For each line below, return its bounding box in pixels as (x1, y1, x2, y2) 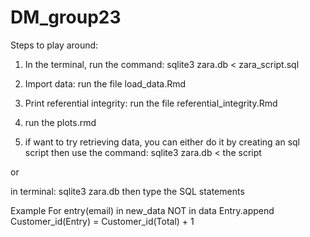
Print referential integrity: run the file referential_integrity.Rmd (24, 97, 278, 109)
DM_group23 (10, 6, 122, 29)
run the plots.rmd (24, 116, 97, 128)
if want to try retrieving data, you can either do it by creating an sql (24, 136, 300, 148)
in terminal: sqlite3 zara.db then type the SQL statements (10, 185, 245, 197)
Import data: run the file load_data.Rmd (24, 77, 187, 90)
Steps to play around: (10, 39, 99, 51)
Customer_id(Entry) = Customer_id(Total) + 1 (10, 215, 195, 227)
